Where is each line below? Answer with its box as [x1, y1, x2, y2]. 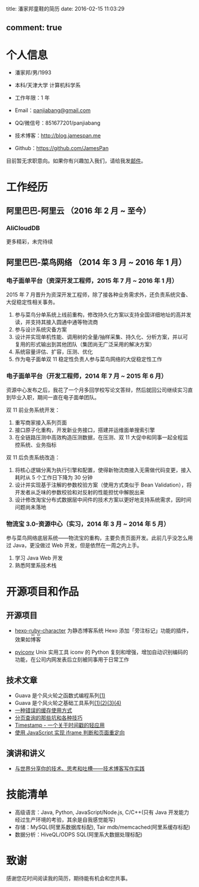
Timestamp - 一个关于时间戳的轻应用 [14, 721, 105, 729]
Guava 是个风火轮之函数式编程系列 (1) [14, 692, 105, 699]
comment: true [6, 23, 62, 33]
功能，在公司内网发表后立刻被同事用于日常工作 [14, 656, 129, 663]
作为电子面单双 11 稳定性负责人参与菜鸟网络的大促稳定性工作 [14, 355, 163, 363]
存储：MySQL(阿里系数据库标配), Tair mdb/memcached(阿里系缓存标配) [14, 824, 191, 831]
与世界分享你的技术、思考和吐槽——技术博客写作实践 [14, 765, 145, 772]
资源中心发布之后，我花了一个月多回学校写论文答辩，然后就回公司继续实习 [6, 386, 188, 393]
